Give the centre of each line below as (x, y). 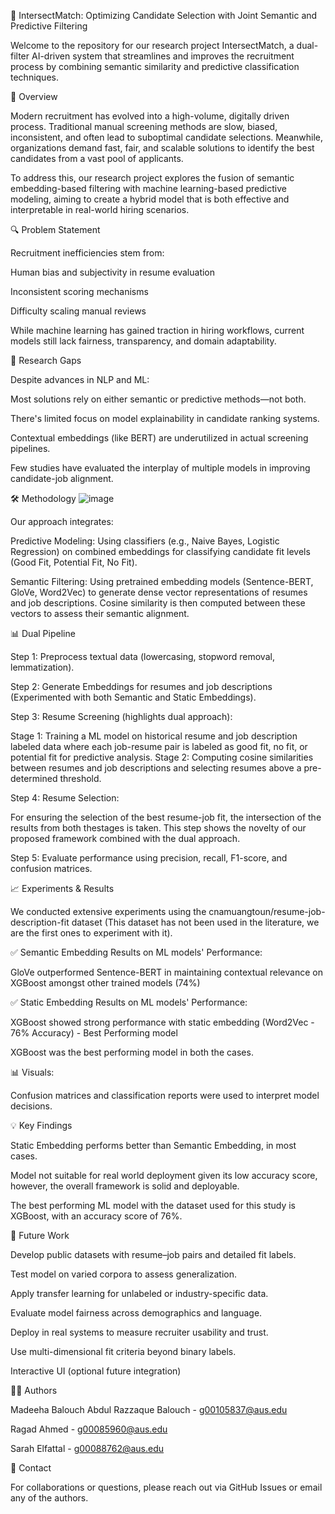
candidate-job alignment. (62, 478)
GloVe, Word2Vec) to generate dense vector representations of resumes (159, 592)
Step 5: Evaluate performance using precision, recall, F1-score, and (149, 858)
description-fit (40, 922)
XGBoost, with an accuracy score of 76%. (96, 1216)
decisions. (31, 1106)
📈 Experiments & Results (62, 888)
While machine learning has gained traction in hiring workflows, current (157, 330)
